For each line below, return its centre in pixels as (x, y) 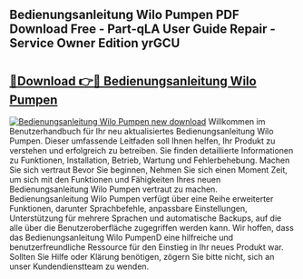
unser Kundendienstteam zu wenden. (79, 266)
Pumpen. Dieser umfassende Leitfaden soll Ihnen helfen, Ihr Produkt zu (142, 141)
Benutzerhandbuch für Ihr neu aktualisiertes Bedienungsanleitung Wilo (142, 131)
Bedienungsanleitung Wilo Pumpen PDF (125, 15)
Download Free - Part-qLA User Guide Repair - (143, 30)
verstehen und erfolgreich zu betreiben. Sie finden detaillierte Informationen (151, 150)
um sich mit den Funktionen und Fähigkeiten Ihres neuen (115, 179)
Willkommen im (237, 121)
